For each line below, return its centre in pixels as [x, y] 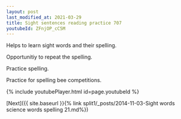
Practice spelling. [28, 69]
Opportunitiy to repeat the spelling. [49, 57]
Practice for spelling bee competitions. [54, 80]
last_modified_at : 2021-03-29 [44, 17]
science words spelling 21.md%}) [47, 110]
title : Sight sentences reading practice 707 [64, 23]
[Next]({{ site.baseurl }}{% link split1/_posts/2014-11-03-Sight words [90, 103]
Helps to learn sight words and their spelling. [61, 45]
